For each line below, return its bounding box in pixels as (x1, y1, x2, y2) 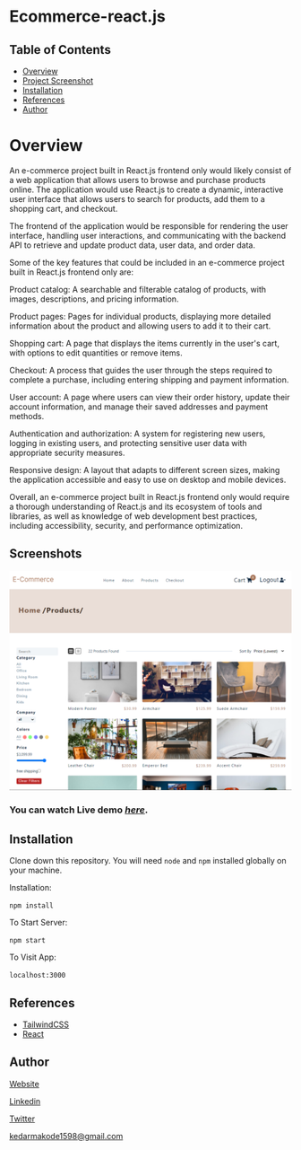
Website (9, 1078, 40, 1089)
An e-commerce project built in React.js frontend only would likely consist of (9, 164, 292, 176)
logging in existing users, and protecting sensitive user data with (9, 437, 248, 448)
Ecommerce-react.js (9, 6, 166, 27)
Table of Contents (9, 42, 112, 57)
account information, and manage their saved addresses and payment (9, 401, 269, 412)
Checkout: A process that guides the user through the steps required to (9, 364, 273, 375)
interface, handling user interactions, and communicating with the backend (9, 230, 287, 241)
